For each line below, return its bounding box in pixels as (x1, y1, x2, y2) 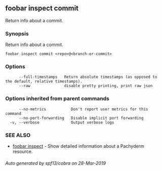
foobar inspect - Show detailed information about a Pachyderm (12, 143, 144, 149)
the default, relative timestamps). (5, 79, 83, 84)
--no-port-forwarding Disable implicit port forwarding (18, 115, 144, 120)
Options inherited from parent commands (5, 95, 110, 102)
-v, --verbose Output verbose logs (10, 120, 114, 125)
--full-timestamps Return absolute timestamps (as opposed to (18, 74, 157, 80)
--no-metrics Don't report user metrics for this (18, 106, 148, 112)
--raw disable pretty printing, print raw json (18, 83, 153, 89)
